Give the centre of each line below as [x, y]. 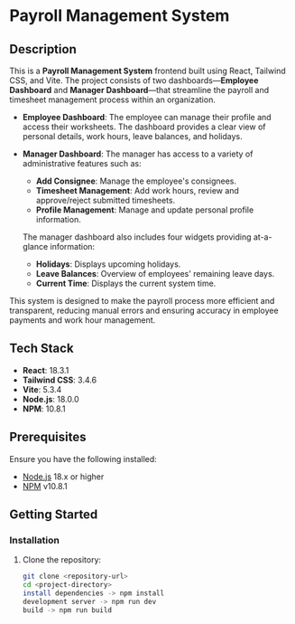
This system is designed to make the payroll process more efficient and [142, 301]
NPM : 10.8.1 [44, 409]
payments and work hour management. [83, 320]
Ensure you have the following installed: [83, 459]
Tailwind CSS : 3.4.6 [60, 380]
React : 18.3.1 [46, 370]
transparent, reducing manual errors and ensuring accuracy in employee [144, 310]
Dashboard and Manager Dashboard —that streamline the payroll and [139, 90]
